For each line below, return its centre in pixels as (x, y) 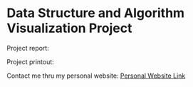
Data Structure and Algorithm (96, 13)
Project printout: (30, 61)
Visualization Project (69, 28)
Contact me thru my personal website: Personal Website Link (96, 76)
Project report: (28, 48)
